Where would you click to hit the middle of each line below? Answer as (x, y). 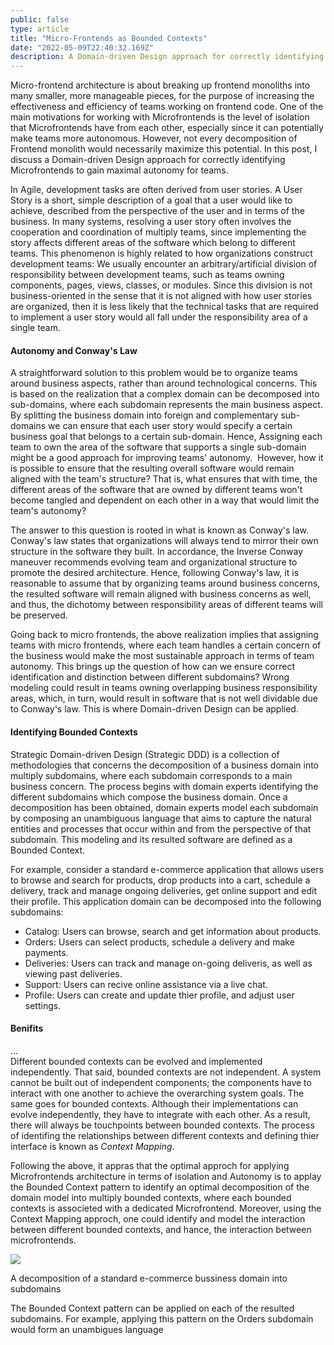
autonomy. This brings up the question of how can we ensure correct (152, 667)
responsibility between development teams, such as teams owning (147, 275)
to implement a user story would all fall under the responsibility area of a (159, 317)
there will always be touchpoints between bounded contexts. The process (162, 1125)
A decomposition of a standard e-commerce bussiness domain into (149, 1278)
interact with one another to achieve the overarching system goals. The (157, 1093)
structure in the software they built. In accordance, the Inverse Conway (157, 552)
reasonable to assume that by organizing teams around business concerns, (165, 583)
